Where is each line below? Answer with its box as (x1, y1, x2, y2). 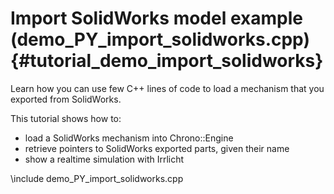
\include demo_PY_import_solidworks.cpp (10, 172, 184, 184)
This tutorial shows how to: (10, 112, 122, 124)
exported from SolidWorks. (10, 93, 122, 105)
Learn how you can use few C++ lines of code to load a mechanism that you (10, 82, 325, 94)
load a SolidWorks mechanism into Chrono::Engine (24, 132, 234, 144)
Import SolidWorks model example (10, 7, 303, 30)
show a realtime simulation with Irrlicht (24, 153, 185, 165)
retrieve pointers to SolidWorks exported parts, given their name (24, 142, 290, 154)
